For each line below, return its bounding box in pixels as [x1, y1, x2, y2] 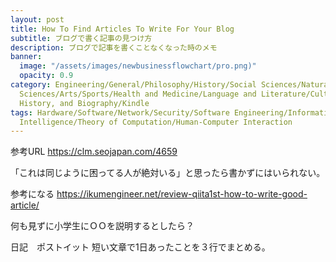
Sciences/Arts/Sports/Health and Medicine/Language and [19, 89, 257, 99]
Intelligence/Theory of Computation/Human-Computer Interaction [19, 117, 293, 127]
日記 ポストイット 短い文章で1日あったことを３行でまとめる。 [10, 241, 271, 253]
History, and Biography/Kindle [19, 98, 150, 108]
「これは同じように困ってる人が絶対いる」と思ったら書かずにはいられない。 [10, 167, 326, 179]
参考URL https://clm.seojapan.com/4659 [10, 146, 178, 158]
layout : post [10, 14, 65, 25]
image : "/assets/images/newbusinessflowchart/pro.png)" [19, 61, 257, 71]
